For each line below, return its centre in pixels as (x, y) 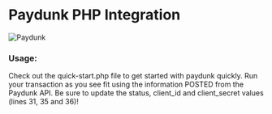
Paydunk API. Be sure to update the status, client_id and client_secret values (136, 93)
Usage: (23, 58)
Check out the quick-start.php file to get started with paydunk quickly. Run (133, 76)
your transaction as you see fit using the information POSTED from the (126, 84)
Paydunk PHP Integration (95, 15)
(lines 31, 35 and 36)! (43, 102)
